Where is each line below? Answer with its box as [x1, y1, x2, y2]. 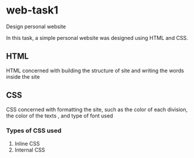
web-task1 [6, 4, 59, 17]
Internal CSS [14, 146, 45, 153]
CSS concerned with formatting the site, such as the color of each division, [6, 106, 188, 113]
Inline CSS [14, 140, 40, 147]
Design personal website [6, 23, 66, 30]
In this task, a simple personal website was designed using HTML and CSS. [6, 34, 188, 41]
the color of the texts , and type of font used [6, 112, 113, 119]
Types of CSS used [6, 127, 62, 135]
